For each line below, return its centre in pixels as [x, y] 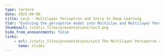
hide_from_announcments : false [37, 32]
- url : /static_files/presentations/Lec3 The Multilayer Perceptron [85, 41]
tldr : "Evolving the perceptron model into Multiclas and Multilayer [78, 23]
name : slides [31, 46]
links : [12, 37]
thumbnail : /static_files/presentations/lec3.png [57, 28]
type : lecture [20, 9]
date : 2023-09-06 [23, 14]
